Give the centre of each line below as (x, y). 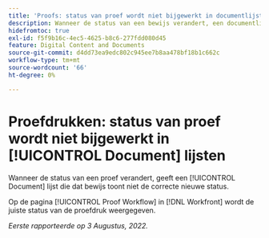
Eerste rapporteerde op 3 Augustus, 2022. (78, 225)
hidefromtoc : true (39, 30)
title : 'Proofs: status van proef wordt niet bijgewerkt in (111, 16)
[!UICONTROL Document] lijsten (117, 155)
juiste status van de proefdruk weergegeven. (82, 210)
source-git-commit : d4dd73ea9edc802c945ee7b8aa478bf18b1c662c (114, 53)
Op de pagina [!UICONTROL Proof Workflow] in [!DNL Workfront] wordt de (131, 201)
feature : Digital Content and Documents (77, 46)
